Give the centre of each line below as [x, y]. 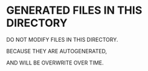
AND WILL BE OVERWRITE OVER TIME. [55, 63]
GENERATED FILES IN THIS [74, 10]
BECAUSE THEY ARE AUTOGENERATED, [57, 51]
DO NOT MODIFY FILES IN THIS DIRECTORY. [62, 39]
